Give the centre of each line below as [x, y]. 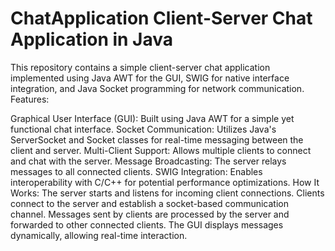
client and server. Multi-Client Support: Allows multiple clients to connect [161, 150]
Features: [30, 99]
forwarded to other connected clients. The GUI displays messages [147, 224]
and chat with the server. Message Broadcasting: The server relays [148, 161]
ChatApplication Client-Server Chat [161, 18]
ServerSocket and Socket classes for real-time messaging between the [157, 139]
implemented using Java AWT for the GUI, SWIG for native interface [150, 78]
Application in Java [92, 39]
